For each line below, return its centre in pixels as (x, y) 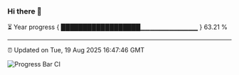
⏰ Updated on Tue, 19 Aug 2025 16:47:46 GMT (76, 50)
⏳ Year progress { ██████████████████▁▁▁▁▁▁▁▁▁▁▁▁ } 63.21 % (117, 27)
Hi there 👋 (25, 11)
